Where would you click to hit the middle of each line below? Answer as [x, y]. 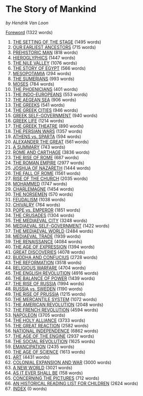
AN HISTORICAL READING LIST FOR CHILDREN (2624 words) [75, 383]
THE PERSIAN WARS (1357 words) [48, 131]
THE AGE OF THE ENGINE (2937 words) [53, 336]
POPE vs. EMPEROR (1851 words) [47, 210]
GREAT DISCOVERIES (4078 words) [49, 252]
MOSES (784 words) [34, 84]
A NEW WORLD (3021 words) [43, 367]
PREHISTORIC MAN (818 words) [45, 52]
